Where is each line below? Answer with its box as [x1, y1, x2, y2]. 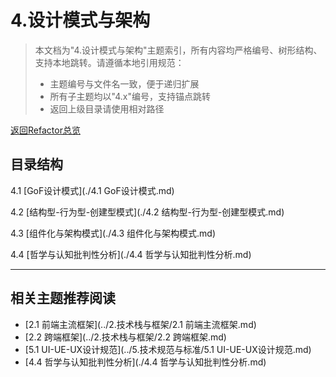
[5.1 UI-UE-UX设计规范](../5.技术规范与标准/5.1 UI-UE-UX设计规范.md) [24, 343, 312, 355]
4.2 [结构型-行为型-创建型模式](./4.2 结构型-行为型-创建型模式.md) [10, 206, 285, 218]
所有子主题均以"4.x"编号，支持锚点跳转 [49, 90, 212, 102]
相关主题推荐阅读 [10, 290, 116, 307]
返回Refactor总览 [10, 124, 81, 136]
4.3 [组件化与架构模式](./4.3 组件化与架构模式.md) [10, 227, 217, 239]
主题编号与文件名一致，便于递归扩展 [49, 77, 200, 90]
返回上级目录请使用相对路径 [49, 102, 165, 115]
